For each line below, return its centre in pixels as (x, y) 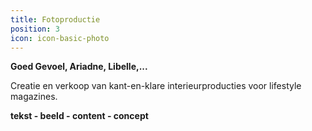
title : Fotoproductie (55, 19)
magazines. (34, 97)
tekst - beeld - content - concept (79, 116)
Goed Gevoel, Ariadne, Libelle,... (79, 67)
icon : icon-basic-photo (60, 38)
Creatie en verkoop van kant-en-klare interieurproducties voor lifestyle (156, 86)
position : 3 (35, 29)
